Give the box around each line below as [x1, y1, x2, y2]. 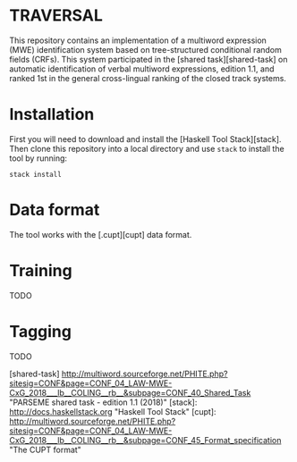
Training [9, 261, 73, 281]
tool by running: [9, 153, 68, 164]
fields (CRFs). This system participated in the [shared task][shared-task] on [9, 54, 288, 64]
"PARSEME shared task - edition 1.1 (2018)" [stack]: [9, 397, 198, 407]
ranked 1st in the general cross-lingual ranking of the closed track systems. [9, 72, 286, 83]
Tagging [9, 321, 72, 341]
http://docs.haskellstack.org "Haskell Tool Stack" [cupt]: [9, 406, 216, 416]
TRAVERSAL [9, 5, 103, 26]
